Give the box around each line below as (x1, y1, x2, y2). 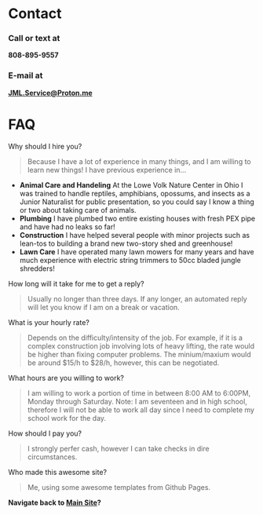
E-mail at (8, 70, 43, 81)
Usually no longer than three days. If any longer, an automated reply (27, 294, 247, 303)
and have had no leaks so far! (19, 221, 115, 232)
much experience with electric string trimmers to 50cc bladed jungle (19, 255, 241, 265)
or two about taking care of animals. (19, 205, 137, 214)
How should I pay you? (8, 429, 82, 438)
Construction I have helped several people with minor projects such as (19, 230, 250, 239)
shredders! (19, 264, 55, 273)
